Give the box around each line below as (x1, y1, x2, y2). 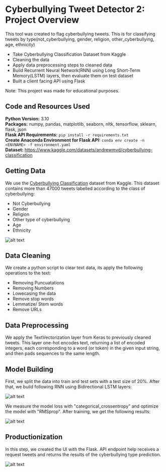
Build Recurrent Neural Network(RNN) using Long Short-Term (12, 67, 140, 73)
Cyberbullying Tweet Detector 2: (5, 4, 145, 15)
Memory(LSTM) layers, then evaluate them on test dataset (12, 72, 133, 78)
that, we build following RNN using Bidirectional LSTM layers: (5, 384, 132, 390)
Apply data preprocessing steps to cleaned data (12, 62, 112, 68)
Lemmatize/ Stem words (12, 301, 63, 307)
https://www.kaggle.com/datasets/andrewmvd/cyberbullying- (24, 147, 153, 153)
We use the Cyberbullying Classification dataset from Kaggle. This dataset (5, 180, 159, 186)
